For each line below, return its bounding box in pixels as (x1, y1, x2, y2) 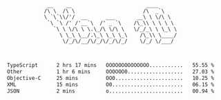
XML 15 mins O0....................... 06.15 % (7, 81, 214, 88)
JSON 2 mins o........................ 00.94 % (7, 88, 214, 94)
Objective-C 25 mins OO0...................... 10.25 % (7, 74, 214, 81)
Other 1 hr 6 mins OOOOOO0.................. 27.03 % (7, 68, 214, 75)
